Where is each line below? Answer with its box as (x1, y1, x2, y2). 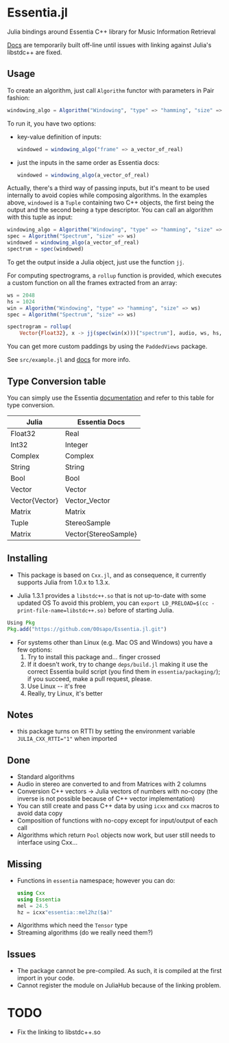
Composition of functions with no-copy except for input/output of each (16, 816, 218, 825)
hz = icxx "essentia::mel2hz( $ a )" (16, 908, 113, 916)
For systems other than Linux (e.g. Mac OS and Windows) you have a (16, 638, 213, 646)
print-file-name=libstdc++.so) (16, 607, 107, 614)
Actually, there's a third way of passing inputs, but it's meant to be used (7, 184, 210, 192)
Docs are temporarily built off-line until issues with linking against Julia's (7, 41, 212, 49)
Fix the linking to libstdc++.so (16, 1028, 101, 1036)
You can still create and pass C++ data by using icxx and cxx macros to (16, 802, 219, 810)
